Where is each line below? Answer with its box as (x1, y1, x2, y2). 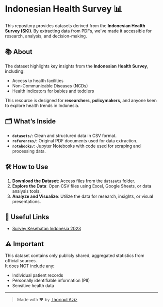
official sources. (5, 258, 37, 263)
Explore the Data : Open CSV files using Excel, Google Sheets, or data (12, 183, 151, 189)
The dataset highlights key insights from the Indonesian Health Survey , (5, 63, 148, 69)
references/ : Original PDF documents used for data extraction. (12, 137, 138, 143)
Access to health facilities (12, 78, 64, 84)
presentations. (12, 199, 41, 205)
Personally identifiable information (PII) (12, 277, 90, 283)
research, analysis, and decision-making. (5, 33, 87, 39)
